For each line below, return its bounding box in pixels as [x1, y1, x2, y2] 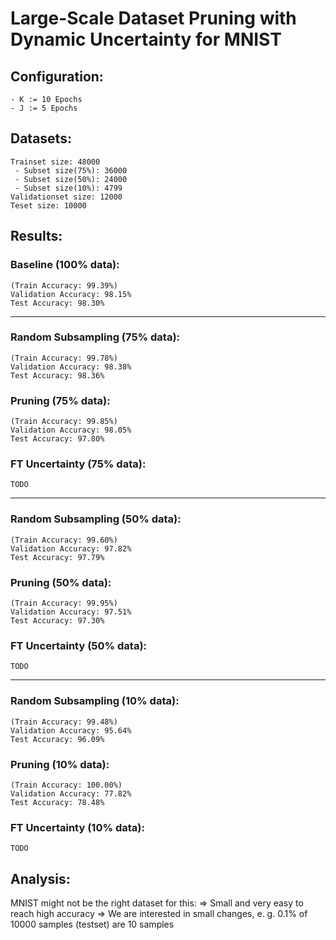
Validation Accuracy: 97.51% [10, 607, 132, 617]
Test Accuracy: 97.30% [10, 615, 105, 626]
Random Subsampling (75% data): [10, 330, 181, 344]
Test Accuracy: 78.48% [10, 797, 105, 807]
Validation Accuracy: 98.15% [10, 289, 132, 299]
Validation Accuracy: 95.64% [10, 725, 132, 736]
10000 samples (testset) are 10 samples [10, 918, 175, 930]
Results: [10, 228, 63, 245]
